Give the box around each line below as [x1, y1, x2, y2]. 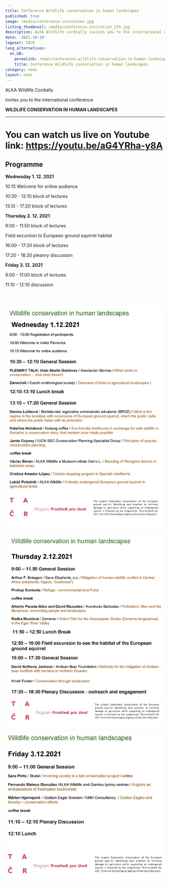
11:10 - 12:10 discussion [5, 282, 54, 288]
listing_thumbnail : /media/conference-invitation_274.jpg [5, 24, 130, 29]
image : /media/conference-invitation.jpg [5, 19, 94, 24]
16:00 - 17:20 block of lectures [5, 243, 69, 249]
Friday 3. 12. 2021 [5, 262, 43, 268]
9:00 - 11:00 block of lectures [5, 272, 67, 278]
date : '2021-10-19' [5, 35, 47, 40]
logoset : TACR [5, 41, 35, 46]
